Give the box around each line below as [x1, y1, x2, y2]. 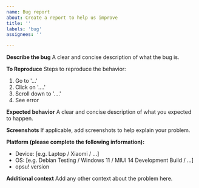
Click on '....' [15, 83, 46, 91]
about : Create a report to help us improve [6, 15, 118, 21]
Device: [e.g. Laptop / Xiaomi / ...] [15, 150, 99, 158]
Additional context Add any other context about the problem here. [6, 175, 173, 183]
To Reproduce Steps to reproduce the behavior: [6, 65, 126, 73]
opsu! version [15, 163, 50, 170]
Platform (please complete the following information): [6, 138, 145, 146]
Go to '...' [15, 77, 38, 85]
